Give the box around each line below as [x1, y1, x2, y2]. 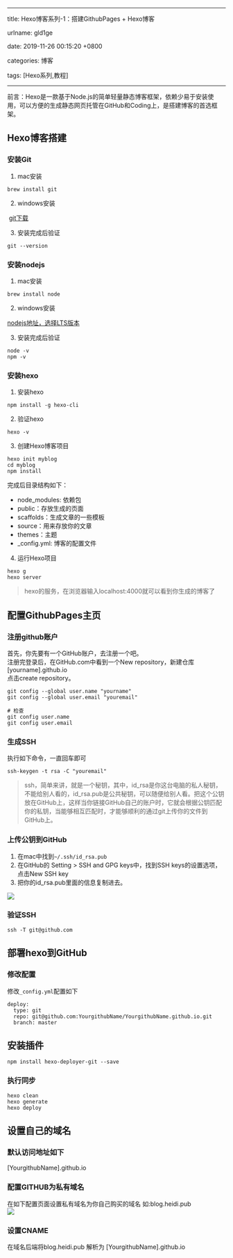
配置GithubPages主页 [7, 610, 101, 621]
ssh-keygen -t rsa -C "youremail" [7, 768, 107, 775]
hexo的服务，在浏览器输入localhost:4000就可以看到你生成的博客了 [24, 587, 216, 596]
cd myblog [7, 462, 36, 469]
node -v [7, 347, 30, 354]
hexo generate [7, 1098, 49, 1105]
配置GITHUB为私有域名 [7, 1182, 85, 1192]
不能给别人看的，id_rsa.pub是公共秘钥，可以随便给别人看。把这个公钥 [24, 790, 225, 798]
